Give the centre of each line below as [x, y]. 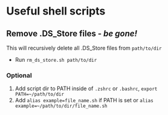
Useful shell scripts [56, 11]
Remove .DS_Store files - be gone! [72, 34]
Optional [19, 75]
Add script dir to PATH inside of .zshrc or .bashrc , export [86, 88]
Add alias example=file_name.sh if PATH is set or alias [84, 100]
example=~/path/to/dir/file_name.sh [61, 106]
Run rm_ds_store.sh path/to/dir [56, 60]
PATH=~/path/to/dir [40, 94]
